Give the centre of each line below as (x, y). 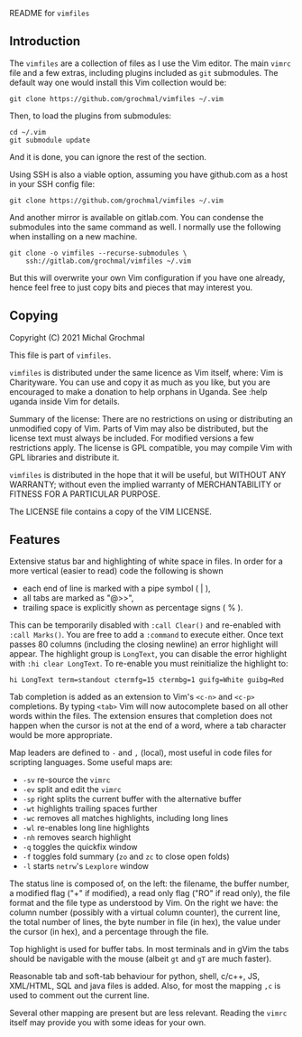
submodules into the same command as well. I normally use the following (145, 227)
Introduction (45, 41)
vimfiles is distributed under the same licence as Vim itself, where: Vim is (146, 372)
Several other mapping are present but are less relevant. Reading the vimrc (148, 1013)
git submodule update (50, 140)
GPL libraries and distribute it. (64, 457)
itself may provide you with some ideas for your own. (108, 1023)
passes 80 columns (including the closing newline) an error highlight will (144, 644)
